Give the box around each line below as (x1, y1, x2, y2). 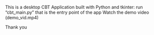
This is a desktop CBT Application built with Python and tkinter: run (5, 4, 143, 10)
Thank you (5, 24, 27, 30)
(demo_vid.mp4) (5, 15, 39, 20)
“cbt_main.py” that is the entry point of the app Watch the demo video (5, 9, 149, 15)
